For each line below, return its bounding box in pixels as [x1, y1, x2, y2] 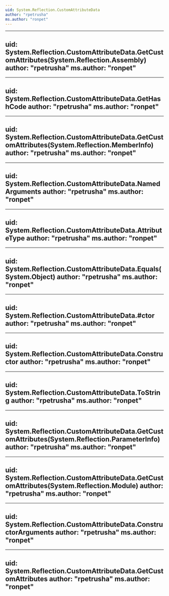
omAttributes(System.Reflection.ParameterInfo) [5, 435, 160, 443]
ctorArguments [5, 528, 54, 537]
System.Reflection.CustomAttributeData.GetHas [5, 94, 161, 103]
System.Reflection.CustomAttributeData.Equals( [5, 265, 162, 273]
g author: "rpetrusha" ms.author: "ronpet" [5, 396, 142, 405]
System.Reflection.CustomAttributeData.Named [5, 180, 160, 188]
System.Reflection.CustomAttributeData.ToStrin [5, 389, 161, 397]
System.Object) [5, 272, 55, 281]
